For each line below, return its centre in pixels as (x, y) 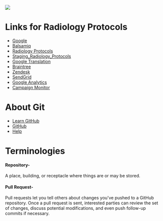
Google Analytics (29, 82)
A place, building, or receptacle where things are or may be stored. (73, 176)
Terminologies (35, 151)
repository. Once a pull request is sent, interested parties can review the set (82, 203)
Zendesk (21, 72)
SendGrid (22, 77)
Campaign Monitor (31, 87)
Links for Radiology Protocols (66, 27)
